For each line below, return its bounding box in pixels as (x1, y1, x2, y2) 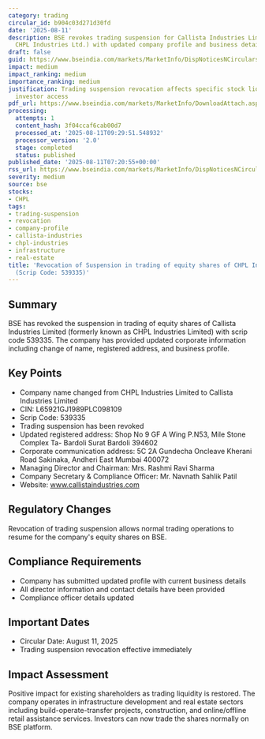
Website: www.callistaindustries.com (19, 479, 140, 490)
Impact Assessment (8, 668, 109, 681)
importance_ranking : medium (8, 77, 101, 85)
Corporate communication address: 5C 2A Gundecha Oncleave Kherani (19, 446, 252, 456)
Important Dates (8, 615, 90, 628)
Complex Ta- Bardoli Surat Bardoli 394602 (19, 437, 159, 447)
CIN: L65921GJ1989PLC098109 (19, 404, 122, 414)
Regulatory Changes (8, 503, 112, 516)
